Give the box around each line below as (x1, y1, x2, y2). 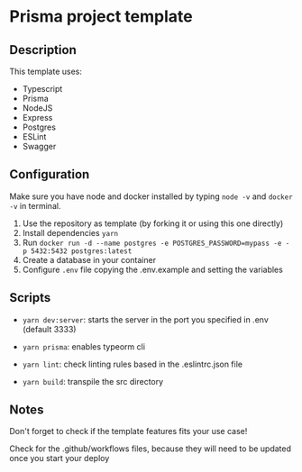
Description (9, 42, 77, 58)
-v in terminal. (9, 200, 61, 211)
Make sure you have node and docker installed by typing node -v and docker (9, 191, 293, 202)
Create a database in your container (22, 254, 156, 265)
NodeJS (22, 103, 53, 113)
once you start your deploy (9, 453, 110, 464)
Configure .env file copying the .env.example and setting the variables (22, 264, 284, 275)
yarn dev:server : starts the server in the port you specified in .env (22, 313, 269, 325)
